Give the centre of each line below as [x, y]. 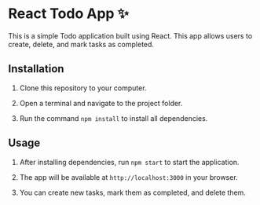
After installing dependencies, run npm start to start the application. [129, 162]
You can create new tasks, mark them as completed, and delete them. [132, 192]
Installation [36, 69]
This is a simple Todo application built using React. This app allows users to [130, 35]
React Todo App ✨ [69, 14]
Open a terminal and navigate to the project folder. [101, 103]
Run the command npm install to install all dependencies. [114, 118]
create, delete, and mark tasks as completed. [81, 44]
